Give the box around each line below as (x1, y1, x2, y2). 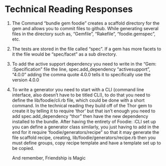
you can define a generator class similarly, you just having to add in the (12, 124, 159, 130)
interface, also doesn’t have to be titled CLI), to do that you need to (12, 92, 151, 98)
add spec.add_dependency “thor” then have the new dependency (12, 113, 148, 119)
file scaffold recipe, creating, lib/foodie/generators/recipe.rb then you (12, 134, 156, 140)
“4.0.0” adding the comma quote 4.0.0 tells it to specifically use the (12, 71, 151, 77)
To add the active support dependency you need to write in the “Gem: (12, 61, 156, 67)
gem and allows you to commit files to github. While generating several (12, 25, 159, 31)
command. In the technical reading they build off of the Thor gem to (12, 102, 152, 108)
